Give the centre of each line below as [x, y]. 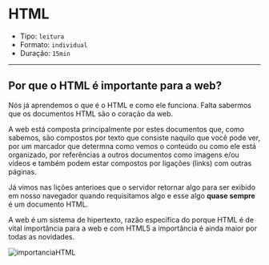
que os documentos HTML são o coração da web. [91, 114]
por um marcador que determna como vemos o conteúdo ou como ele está [132, 146]
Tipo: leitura [42, 36]
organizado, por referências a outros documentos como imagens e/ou [124, 155]
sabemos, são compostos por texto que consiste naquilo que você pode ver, [134, 138]
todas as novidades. [42, 236]
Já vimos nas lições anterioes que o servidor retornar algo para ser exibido [132, 187]
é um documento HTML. [48, 204]
